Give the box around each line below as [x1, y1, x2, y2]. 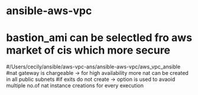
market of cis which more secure [6, 44, 170, 57]
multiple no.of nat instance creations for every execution [6, 82, 144, 89]
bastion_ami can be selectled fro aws [6, 31, 193, 45]
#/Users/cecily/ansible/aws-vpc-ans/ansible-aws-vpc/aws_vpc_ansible [6, 63, 181, 70]
